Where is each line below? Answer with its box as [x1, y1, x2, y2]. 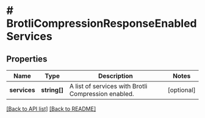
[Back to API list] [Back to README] [6, 105, 96, 113]
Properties [6, 54, 48, 64]
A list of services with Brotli [69, 82, 148, 90]
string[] [41, 86, 64, 94]
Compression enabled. [69, 89, 134, 98]
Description [98, 72, 133, 80]
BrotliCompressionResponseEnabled [6, 16, 197, 30]
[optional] [167, 86, 196, 94]
